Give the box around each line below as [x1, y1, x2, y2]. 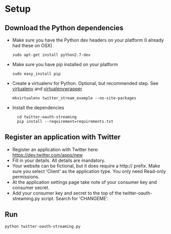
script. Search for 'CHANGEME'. [41, 195, 109, 201]
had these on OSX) [12, 42, 52, 49]
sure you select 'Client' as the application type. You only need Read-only [12, 168, 166, 174]
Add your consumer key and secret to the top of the [12, 190, 122, 196]
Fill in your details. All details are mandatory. [12, 157, 105, 163]
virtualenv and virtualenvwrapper [12, 86, 82, 92]
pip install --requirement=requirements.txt [17, 119, 114, 124]
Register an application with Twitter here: [12, 146, 99, 153]
